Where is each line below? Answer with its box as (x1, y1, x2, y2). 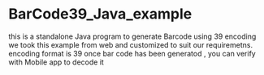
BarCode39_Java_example (8, 5, 193, 23)
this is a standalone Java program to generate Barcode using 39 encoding (8, 31, 257, 41)
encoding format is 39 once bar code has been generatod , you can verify (8, 48, 256, 58)
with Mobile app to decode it (8, 57, 104, 67)
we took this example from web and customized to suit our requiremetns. (8, 40, 253, 49)
